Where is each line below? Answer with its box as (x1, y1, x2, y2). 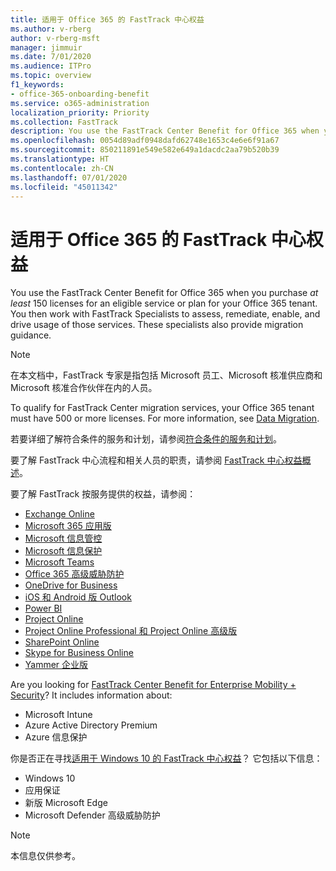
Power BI (24, 602, 63, 615)
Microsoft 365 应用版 (24, 520, 112, 532)
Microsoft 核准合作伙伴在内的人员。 (10, 382, 158, 394)
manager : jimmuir (10, 42, 83, 53)
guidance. (10, 329, 52, 341)
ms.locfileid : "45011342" (10, 182, 118, 192)
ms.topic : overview (10, 71, 92, 81)
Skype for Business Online (24, 647, 134, 659)
